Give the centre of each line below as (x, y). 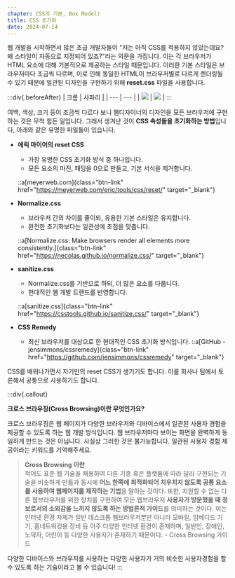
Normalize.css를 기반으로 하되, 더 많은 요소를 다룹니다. (104, 284)
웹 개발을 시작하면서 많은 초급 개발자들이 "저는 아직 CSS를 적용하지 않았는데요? (116, 48)
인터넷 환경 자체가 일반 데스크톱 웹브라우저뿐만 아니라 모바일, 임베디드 (120, 517)
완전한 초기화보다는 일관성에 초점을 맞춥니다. (89, 227)
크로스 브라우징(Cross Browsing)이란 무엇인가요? (76, 409)
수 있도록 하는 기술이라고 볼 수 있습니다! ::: (65, 567)
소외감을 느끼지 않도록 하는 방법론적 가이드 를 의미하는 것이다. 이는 (138, 509)
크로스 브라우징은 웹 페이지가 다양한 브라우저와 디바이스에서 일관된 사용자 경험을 (117, 424)
